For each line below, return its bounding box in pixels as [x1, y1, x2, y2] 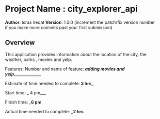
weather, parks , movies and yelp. [5, 57, 73, 62]
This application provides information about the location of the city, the [5, 51, 147, 57]
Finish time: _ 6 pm [5, 99, 42, 105]
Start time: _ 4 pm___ [5, 89, 47, 95]
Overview [5, 39, 35, 47]
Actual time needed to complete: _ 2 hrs [5, 108, 84, 114]
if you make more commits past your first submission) [5, 24, 112, 30]
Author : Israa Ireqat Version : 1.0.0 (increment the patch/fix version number [5, 19, 155, 25]
